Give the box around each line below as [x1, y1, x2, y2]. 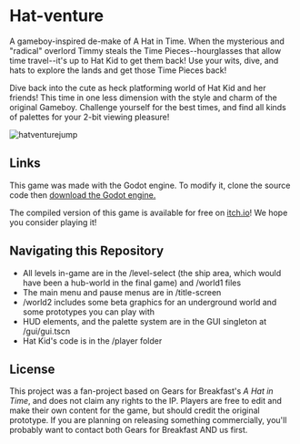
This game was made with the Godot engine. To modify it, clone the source [9, 180, 291, 191]
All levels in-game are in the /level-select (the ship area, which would [22, 267, 282, 278]
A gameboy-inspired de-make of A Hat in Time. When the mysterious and [9, 36, 285, 46]
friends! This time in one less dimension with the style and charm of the [9, 92, 277, 103]
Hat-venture [9, 5, 105, 26]
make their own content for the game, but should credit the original [9, 405, 261, 416]
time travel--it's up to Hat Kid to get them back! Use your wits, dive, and [9, 55, 279, 66]
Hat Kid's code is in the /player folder [22, 335, 163, 346]
